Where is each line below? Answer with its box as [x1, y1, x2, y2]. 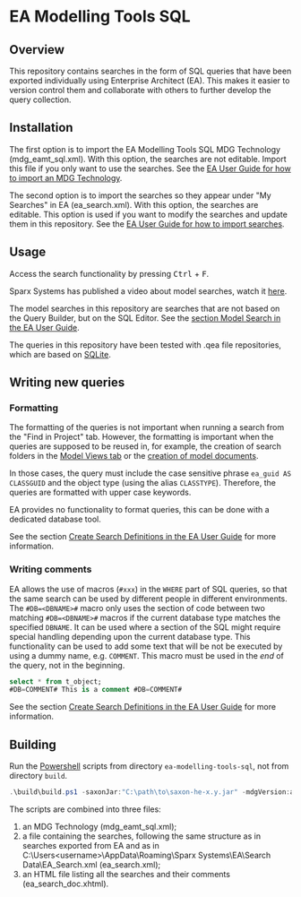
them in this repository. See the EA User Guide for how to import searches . [9, 218, 285, 229]
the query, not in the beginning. [9, 660, 125, 670]
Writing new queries [9, 375, 125, 391]
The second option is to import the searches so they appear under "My [9, 190, 271, 201]
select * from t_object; [9, 677, 102, 686]
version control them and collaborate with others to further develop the [9, 85, 271, 95]
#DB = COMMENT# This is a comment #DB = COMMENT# [9, 686, 182, 694]
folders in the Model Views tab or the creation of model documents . [9, 451, 259, 461]
